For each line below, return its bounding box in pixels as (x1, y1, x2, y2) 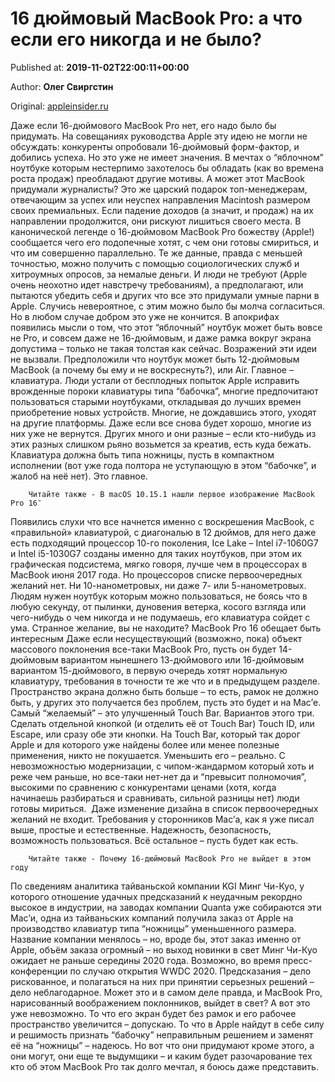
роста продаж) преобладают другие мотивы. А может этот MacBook (10, 172, 305, 184)
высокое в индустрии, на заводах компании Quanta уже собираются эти (10, 901, 322, 913)
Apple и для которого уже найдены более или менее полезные (10, 738, 280, 751)
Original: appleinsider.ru (10, 100, 109, 112)
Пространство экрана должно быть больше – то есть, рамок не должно (10, 685, 319, 697)
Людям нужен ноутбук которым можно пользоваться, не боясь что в (10, 590, 308, 602)
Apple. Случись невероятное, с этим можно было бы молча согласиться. (10, 300, 326, 312)
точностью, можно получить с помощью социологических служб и (10, 257, 300, 269)
